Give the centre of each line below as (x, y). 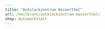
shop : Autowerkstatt (26, 19)
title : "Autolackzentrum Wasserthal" (44, 10)
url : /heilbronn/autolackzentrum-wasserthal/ (52, 14)
